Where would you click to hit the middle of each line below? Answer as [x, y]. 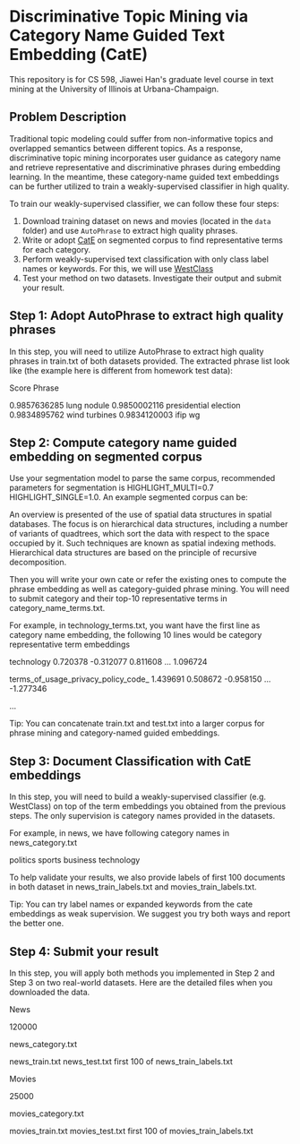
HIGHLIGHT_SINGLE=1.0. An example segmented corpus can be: [129, 497]
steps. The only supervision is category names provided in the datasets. [142, 816]
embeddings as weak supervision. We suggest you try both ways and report [150, 914]
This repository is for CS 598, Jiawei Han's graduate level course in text [141, 79]
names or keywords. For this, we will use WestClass [118, 268]
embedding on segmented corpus [106, 456]
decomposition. [38, 563]
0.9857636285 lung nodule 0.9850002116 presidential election [125, 405]
